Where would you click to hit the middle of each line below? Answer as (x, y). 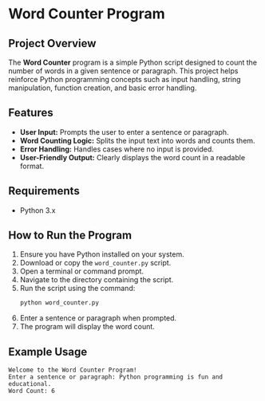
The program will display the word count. (87, 327)
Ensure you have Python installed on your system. (102, 254)
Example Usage (48, 352)
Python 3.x (38, 210)
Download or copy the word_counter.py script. (95, 263)
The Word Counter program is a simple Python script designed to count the (133, 62)
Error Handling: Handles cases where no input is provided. (117, 149)
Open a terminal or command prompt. (82, 271)
